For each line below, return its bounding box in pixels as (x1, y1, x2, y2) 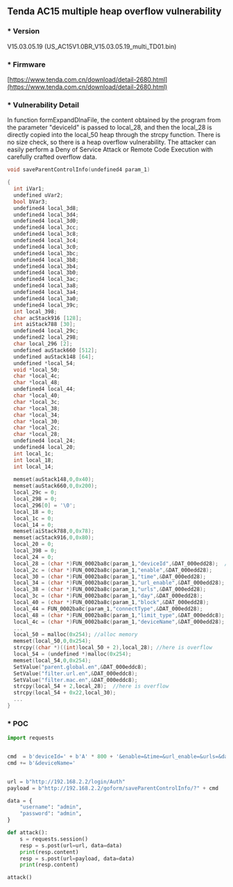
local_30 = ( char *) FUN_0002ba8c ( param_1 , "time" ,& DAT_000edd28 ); (13, 573, 207, 580)
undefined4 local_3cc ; (13, 224, 79, 231)
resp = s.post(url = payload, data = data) (19, 855, 135, 862)
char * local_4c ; (13, 373, 60, 380)
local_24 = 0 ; (13, 553, 54, 560)
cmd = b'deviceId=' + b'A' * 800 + (7, 754, 113, 760)
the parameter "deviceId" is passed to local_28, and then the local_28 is (7, 123, 213, 131)
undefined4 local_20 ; (13, 444, 76, 451)
